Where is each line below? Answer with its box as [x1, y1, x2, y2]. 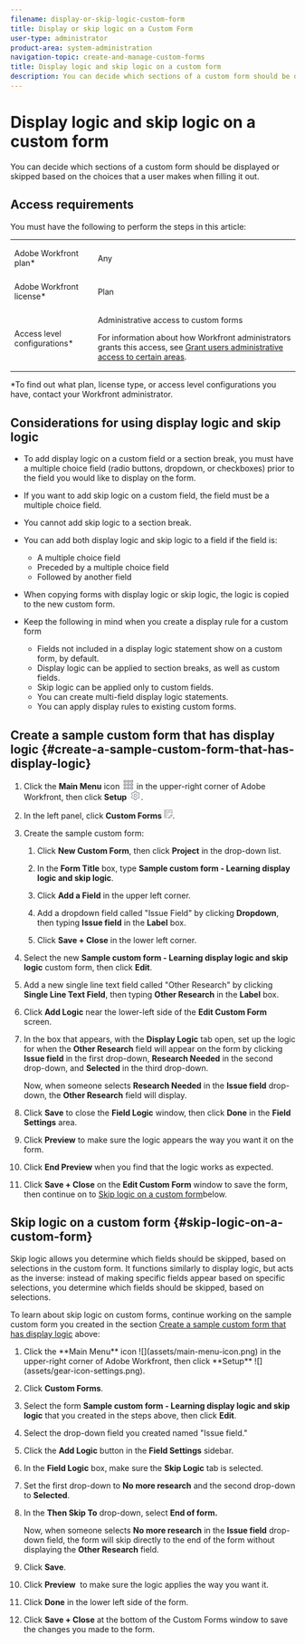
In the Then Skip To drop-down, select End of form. [23, 1507, 218, 1518]
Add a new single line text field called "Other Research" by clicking [23, 980, 273, 990]
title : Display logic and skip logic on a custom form [10, 62, 222, 72]
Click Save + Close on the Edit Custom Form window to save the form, [23, 1180, 289, 1190]
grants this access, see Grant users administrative [97, 341, 284, 352]
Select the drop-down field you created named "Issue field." [23, 1427, 248, 1438]
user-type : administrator [10, 33, 108, 43]
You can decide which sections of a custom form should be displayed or [10, 161, 280, 172]
